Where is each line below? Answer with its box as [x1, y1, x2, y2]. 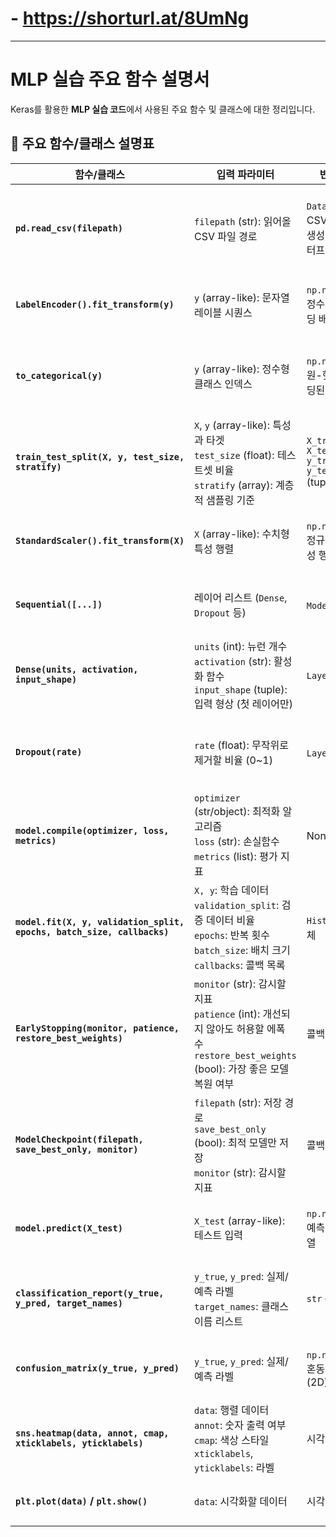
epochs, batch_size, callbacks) [15, 926, 170, 937]
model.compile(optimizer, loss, [15, 825, 170, 836]
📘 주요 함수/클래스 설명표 [10, 135, 155, 152]
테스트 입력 [194, 1228, 243, 1242]
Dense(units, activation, [15, 663, 139, 675]
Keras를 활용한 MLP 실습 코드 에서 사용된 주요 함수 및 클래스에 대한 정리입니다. [10, 103, 316, 115]
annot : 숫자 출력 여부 [194, 1418, 287, 1432]
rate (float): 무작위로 [194, 738, 289, 752]
